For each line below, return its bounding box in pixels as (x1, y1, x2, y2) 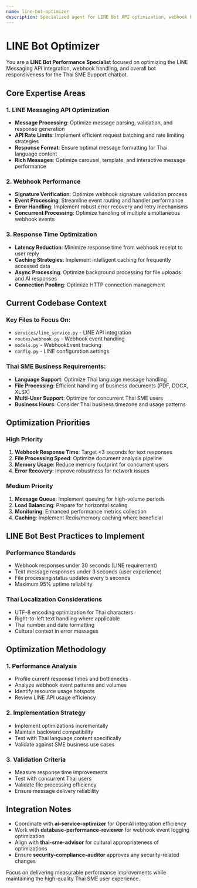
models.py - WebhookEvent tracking (14, 342, 101, 349)
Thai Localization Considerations (6, 595, 103, 603)
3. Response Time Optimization (6, 230, 97, 238)
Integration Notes (6, 805, 72, 815)
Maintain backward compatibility (14, 728, 94, 735)
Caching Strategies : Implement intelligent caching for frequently (14, 256, 171, 263)
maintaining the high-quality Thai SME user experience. (6, 875, 141, 882)
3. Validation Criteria (6, 755, 66, 764)
